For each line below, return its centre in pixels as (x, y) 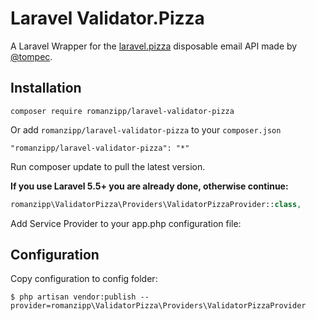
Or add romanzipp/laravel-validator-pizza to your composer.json (146, 129)
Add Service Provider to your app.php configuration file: (126, 223)
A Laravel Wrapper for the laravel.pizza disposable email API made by (154, 46)
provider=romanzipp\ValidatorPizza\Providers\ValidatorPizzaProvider (158, 306)
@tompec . (31, 56)
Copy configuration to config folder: (84, 279)
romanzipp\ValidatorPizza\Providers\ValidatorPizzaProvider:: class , (156, 204)
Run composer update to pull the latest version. (108, 166)
